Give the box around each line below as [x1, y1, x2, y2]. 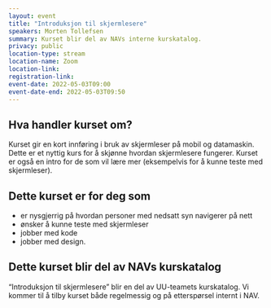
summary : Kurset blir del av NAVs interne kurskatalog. [8, 34, 202, 43]
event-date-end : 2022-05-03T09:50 [8, 87, 126, 96]
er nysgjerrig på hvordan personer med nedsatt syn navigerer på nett [20, 211, 253, 220]
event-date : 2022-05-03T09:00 [8, 80, 111, 88]
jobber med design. [20, 237, 86, 246]
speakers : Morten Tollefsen [8, 27, 104, 35]
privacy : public [8, 42, 63, 51]
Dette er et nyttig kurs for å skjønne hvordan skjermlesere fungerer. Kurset [8, 148, 258, 158]
